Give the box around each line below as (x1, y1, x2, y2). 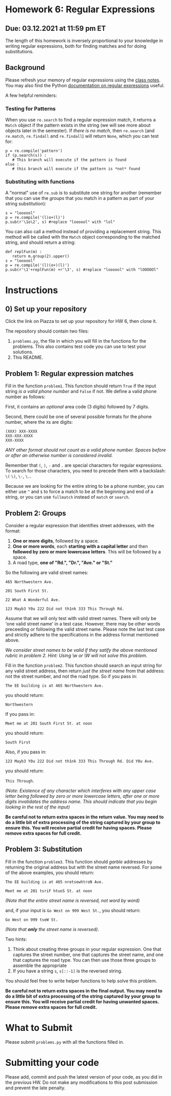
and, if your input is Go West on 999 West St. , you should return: (5, 907, 141, 913)
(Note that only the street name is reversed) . (5, 926, 100, 932)
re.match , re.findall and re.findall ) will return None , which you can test (5, 133, 159, 139)
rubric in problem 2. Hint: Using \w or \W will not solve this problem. (5, 652, 148, 659)
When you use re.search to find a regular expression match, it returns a (5, 117, 156, 123)
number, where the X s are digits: (5, 419, 73, 425)
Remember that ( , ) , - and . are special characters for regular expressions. (5, 462, 163, 468)
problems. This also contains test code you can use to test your (12, 343, 146, 349)
